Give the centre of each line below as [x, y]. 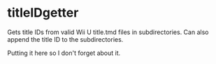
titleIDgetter [43, 13]
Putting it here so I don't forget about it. [64, 53]
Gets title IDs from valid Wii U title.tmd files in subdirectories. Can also [108, 32]
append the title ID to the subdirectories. [65, 39]
